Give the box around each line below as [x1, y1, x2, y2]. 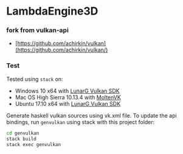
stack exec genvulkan [6, 141, 61, 147]
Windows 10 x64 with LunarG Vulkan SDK [15, 87, 120, 94]
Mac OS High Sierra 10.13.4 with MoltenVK [15, 93, 122, 101]
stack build [6, 136, 36, 142]
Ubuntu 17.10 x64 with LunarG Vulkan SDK [15, 100, 120, 107]
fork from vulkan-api [6, 26, 69, 35]
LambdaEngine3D [6, 4, 98, 18]
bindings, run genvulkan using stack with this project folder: [6, 118, 155, 125]
